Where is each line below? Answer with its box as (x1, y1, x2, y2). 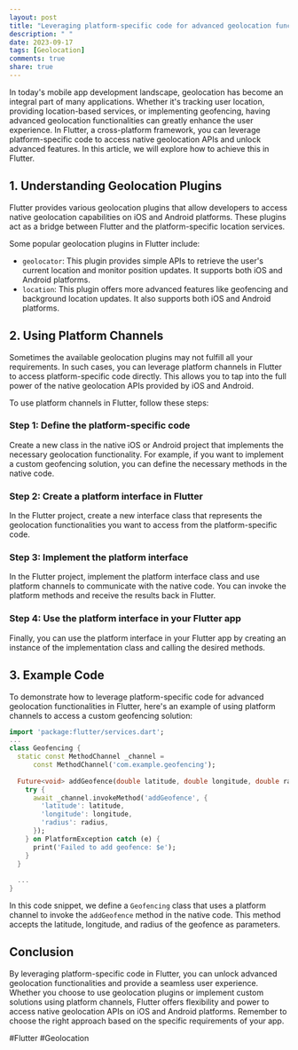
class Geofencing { (9, 744, 82, 753)
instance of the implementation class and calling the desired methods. (9, 642, 266, 652)
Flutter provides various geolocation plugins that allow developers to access (9, 201, 288, 213)
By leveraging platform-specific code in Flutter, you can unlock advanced (9, 968, 278, 979)
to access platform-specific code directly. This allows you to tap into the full (9, 370, 286, 382)
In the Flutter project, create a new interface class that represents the (9, 510, 263, 521)
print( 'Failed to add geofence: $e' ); (32, 842, 176, 852)
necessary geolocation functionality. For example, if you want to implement (9, 449, 284, 460)
